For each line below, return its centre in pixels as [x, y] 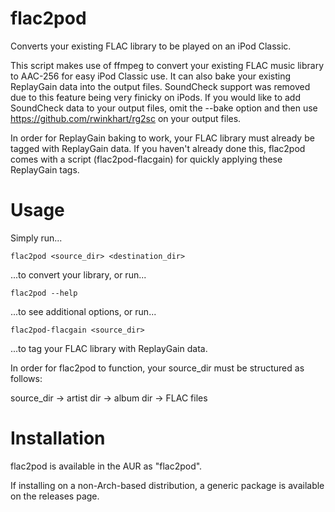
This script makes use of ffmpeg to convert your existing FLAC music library [167, 65]
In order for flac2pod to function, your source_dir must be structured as [157, 368]
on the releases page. [55, 496]
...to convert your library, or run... [78, 274]
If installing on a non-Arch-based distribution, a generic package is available [167, 485]
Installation [58, 438]
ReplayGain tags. [45, 169]
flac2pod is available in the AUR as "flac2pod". [106, 466]
